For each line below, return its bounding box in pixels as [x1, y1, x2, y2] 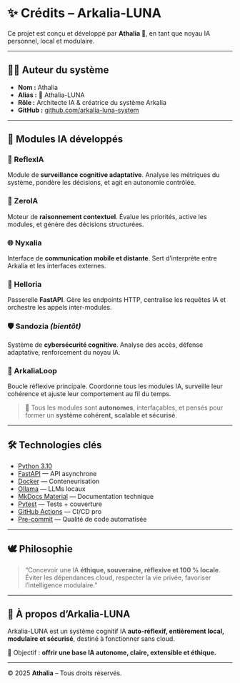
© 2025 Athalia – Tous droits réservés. [7, 669, 123, 677]
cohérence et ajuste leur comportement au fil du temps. [7, 389, 171, 398]
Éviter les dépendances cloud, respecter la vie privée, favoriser [24, 573, 211, 582]
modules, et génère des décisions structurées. [7, 220, 144, 228]
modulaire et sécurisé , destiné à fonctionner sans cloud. [7, 634, 175, 643]
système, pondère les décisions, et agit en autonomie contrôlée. [7, 178, 196, 187]
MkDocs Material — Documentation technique [17, 492, 154, 500]
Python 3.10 [17, 462, 52, 470]
